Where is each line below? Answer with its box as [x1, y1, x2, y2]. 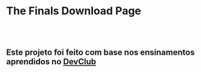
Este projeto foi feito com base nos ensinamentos [6, 48, 195, 58]
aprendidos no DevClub [6, 57, 97, 67]
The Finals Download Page [6, 4, 142, 18]
